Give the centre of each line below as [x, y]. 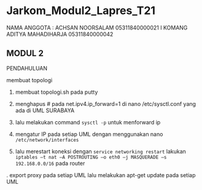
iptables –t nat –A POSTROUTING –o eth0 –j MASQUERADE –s [91, 157]
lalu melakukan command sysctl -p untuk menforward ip [88, 122]
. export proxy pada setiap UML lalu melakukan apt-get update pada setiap [101, 175]
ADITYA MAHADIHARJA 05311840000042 [60, 34]
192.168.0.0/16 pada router [50, 163]
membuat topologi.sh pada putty [56, 92]
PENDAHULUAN [27, 68]
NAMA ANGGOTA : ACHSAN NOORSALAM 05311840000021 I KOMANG [97, 28]
